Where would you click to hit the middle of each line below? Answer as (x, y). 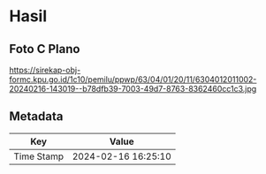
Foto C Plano (45, 49)
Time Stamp (39, 156)
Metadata (36, 117)
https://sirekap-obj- (45, 70)
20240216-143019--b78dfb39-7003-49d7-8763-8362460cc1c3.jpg (133, 89)
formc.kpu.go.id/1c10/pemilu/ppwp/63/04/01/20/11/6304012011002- (133, 79)
